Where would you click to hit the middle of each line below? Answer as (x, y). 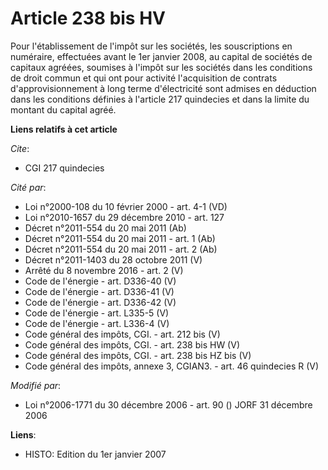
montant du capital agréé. (63, 109)
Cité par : (28, 187)
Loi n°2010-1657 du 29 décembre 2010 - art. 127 (124, 217)
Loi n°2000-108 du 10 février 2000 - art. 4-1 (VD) (126, 206)
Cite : (20, 148)
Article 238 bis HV (88, 18)
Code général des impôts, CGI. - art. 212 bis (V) (122, 334)
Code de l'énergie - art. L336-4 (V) (97, 323)
